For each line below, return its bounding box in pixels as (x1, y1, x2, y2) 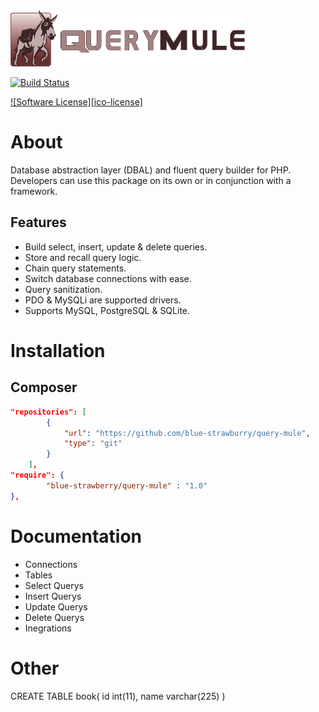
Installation (10, 339, 106, 362)
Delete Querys (24, 611, 85, 623)
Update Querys (24, 600, 88, 613)
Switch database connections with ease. (24, 272, 192, 284)
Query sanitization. (24, 283, 103, 295)
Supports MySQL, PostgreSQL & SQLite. (24, 304, 191, 316)
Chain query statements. (24, 262, 127, 274)
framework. (10, 185, 58, 197)
